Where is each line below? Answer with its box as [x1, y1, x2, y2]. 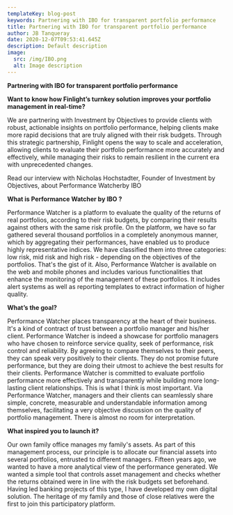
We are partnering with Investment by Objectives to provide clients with [7, 116, 212, 124]
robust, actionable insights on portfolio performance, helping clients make [7, 123, 219, 131]
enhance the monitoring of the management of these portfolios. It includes [7, 275, 220, 283]
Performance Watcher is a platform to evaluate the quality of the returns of [7, 208, 221, 216]
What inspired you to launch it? [7, 426, 99, 435]
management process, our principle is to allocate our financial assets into [7, 447, 217, 456]
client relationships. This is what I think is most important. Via [27, 383, 203, 391]
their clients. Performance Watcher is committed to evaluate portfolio [7, 368, 205, 377]
